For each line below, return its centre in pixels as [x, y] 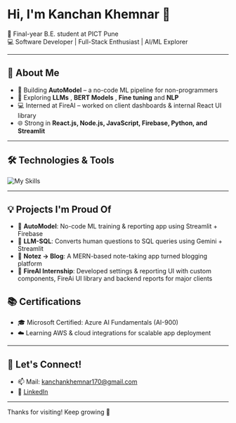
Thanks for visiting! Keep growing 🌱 [59, 412]
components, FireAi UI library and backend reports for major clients [115, 279]
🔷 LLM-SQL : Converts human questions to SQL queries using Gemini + [120, 241]
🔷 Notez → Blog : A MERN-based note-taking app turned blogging [112, 256]
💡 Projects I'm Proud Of [59, 209]
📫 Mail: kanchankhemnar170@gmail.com [78, 382]
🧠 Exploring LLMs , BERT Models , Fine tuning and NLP [98, 97]
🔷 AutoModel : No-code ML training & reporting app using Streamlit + [117, 226]
